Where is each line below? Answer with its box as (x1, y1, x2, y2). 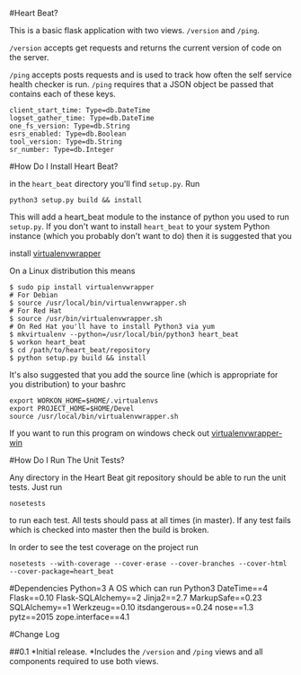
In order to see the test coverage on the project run (9, 542, 199, 552)
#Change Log (9, 629, 60, 639)
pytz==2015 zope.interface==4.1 (9, 611, 130, 622)
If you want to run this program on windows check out (9, 428, 209, 439)
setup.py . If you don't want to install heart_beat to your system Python (9, 221, 270, 232)
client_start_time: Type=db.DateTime (9, 106, 151, 115)
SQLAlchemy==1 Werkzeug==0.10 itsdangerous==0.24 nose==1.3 (9, 602, 254, 612)
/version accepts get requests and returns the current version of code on (9, 42, 282, 53)
